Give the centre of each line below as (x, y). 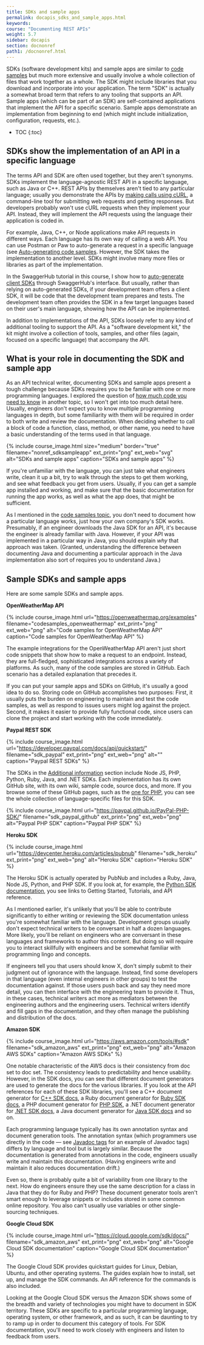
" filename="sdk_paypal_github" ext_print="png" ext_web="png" (100, 817)
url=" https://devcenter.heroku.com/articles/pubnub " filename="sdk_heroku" (102, 853)
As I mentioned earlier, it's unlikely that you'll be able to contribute (89, 909)
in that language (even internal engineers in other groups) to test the (92, 979)
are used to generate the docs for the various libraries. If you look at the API (101, 1085)
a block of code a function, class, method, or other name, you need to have (100, 428)
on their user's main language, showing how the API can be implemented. (98, 308)
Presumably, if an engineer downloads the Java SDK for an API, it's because (102, 528)
